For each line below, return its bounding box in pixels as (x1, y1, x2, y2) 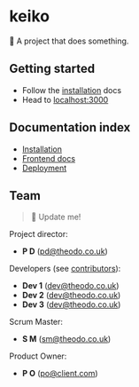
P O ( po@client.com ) (21, 368, 99, 379)
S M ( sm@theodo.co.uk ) (21, 334, 112, 344)
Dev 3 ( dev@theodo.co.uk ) (21, 299, 121, 310)
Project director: (9, 229, 68, 240)
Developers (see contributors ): (9, 264, 121, 274)
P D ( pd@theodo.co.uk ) (21, 246, 108, 257)
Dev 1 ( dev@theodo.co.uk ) (21, 280, 120, 291)
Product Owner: (9, 351, 67, 361)
